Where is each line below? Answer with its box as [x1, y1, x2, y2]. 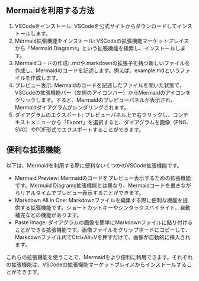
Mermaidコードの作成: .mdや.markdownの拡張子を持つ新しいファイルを [14, 59, 191, 66]
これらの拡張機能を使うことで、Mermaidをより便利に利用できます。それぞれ [6, 253, 193, 260]
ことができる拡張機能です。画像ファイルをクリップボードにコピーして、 [14, 226, 191, 233]
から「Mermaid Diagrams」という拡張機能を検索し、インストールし [14, 44, 181, 51]
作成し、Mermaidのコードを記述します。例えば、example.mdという [14, 67, 181, 74]
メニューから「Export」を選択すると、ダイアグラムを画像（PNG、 [30, 118, 192, 125]
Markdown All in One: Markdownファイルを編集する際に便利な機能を [14, 196, 183, 204]
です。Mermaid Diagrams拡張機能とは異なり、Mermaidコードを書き [14, 182, 181, 189]
